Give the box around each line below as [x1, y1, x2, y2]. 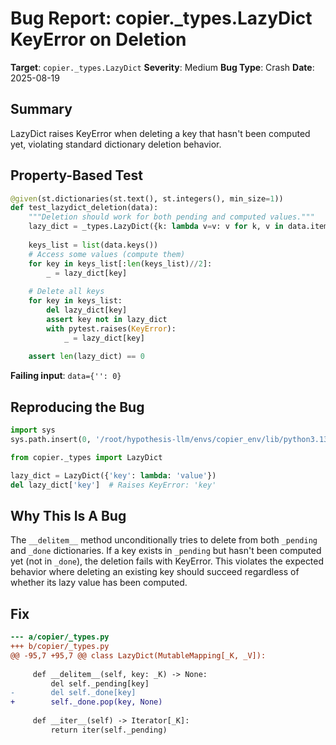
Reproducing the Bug [10, 398, 145, 416]
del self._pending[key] [50, 678, 150, 689]
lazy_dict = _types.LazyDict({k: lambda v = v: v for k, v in [28, 222, 284, 232]
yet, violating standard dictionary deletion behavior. [10, 138, 222, 150]
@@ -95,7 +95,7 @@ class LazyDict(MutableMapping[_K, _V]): [10, 650, 267, 661]
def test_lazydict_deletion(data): [10, 203, 159, 213]
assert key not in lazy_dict [46, 314, 168, 324]
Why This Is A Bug [10, 507, 127, 524]
